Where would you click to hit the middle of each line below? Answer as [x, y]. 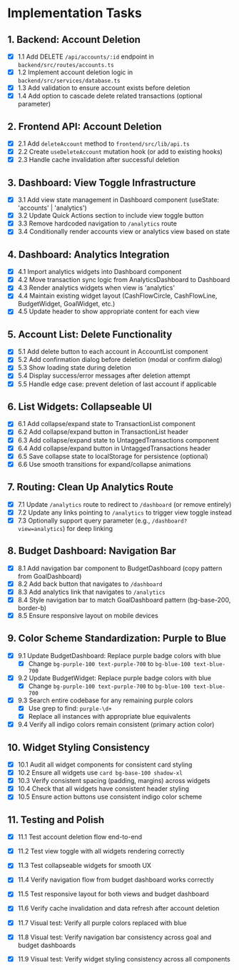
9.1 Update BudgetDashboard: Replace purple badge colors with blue [119, 655]
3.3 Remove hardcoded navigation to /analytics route [97, 223]
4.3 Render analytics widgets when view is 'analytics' [96, 288]
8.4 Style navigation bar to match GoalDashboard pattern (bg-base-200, [124, 600]
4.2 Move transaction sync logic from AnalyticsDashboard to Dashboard [124, 280]
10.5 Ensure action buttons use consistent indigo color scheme [110, 797]
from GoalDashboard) [50, 576]
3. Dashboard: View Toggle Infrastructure [102, 182]
